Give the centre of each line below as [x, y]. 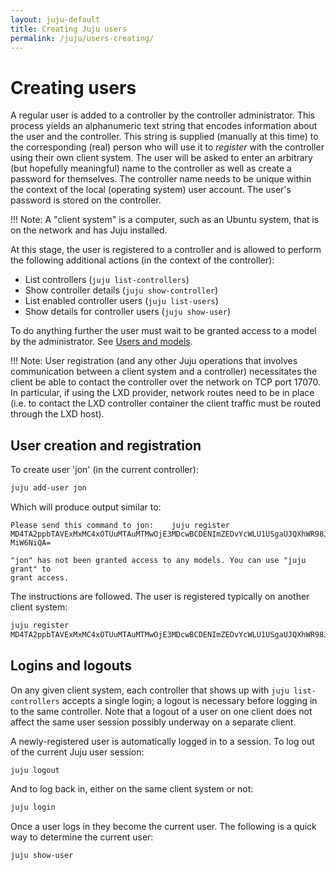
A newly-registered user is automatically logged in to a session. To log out [162, 741]
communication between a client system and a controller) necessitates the [164, 372]
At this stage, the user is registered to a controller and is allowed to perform [166, 250]
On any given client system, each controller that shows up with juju [150, 690]
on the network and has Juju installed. [89, 230]
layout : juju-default [55, 19]
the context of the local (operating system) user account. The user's [151, 190]
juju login [33, 807]
